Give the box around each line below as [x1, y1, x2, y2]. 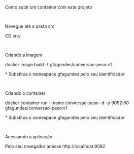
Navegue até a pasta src [5, 23, 55, 29]
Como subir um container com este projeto [5, 4, 92, 10]
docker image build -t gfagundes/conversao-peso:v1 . [5, 62, 115, 67]
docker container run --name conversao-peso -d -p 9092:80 [5, 100, 129, 106]
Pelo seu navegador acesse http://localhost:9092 [5, 143, 105, 149]
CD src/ [5, 33, 21, 38]
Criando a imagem [5, 52, 43, 58]
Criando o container [5, 90, 46, 96]
